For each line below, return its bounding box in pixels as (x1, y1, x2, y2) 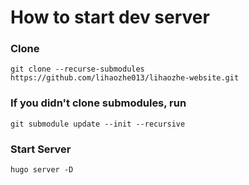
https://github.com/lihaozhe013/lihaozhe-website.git (10, 73, 240, 83)
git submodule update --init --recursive (10, 119, 186, 129)
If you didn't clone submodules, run (10, 96, 187, 110)
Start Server (10, 142, 72, 156)
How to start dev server (10, 6, 210, 29)
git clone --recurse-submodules (10, 64, 145, 75)
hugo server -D (10, 165, 74, 175)
